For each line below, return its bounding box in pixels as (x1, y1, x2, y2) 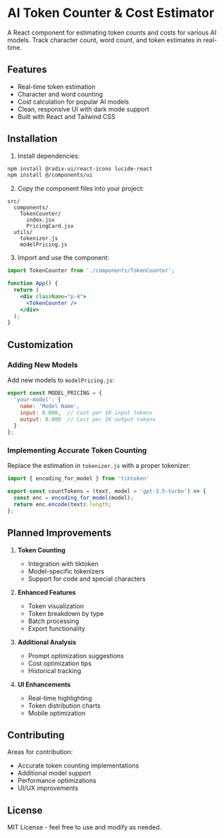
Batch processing (27, 617, 80, 625)
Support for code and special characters (27, 574, 146, 583)
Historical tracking (27, 666, 82, 674)
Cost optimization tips (27, 659, 92, 667)
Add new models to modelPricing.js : (7, 376, 115, 384)
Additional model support (17, 769, 92, 777)
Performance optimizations (17, 777, 97, 785)
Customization (7, 338, 74, 350)
